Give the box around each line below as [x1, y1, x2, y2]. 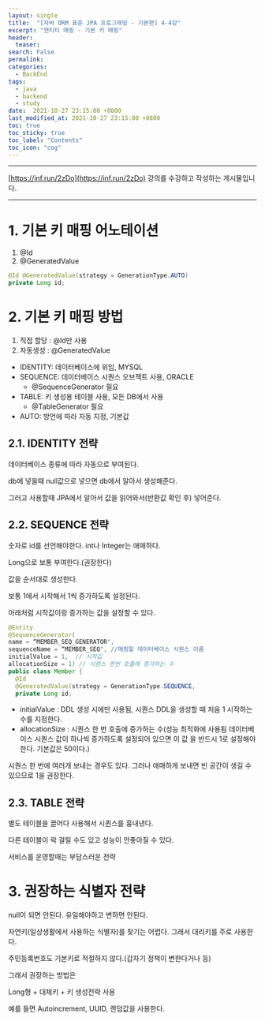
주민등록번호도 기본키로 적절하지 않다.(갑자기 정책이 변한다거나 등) [8, 954, 211, 963]
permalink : [8, 56, 44, 64]
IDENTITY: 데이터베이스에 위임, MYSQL [19, 362, 144, 372]
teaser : [15, 41, 41, 49]
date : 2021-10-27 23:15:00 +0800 [8, 107, 122, 115]
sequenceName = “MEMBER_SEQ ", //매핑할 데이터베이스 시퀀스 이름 [8, 645, 204, 653]
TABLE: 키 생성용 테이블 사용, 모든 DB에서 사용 [19, 392, 164, 401]
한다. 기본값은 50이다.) [19, 744, 91, 754]
